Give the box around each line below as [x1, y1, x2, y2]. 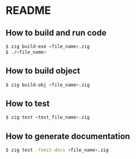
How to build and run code [5, 28, 107, 38]
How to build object [5, 66, 80, 76]
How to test [5, 98, 50, 108]
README [5, 4, 51, 17]
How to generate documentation [5, 131, 131, 142]
